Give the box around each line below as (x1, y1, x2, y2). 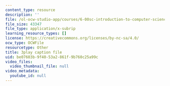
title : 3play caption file (5, 50, 62, 55)
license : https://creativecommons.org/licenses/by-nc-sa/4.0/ (5, 36, 139, 41)
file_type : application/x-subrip (5, 26, 76, 31)
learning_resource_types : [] (5, 31, 67, 36)
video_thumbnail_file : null (10, 64, 69, 69)
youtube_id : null (10, 73, 47, 78)
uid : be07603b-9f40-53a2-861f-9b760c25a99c (5, 54, 99, 60)
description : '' (5, 12, 39, 17)
